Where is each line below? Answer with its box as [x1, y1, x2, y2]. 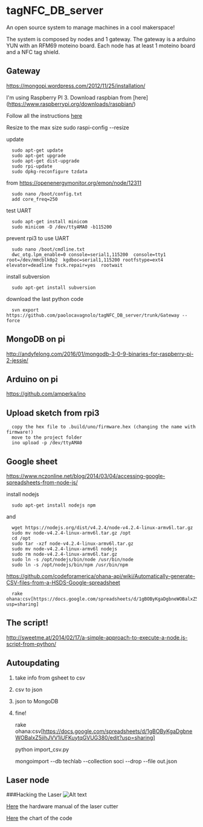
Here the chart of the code [6, 814, 72, 822]
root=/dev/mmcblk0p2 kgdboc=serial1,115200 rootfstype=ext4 [6, 257, 164, 263]
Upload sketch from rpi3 [6, 408, 100, 418]
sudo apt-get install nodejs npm [11, 502, 96, 508]
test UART [6, 207, 32, 214]
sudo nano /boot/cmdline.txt [11, 246, 85, 252]
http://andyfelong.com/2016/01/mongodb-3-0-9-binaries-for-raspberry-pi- [6, 350, 194, 357]
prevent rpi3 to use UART [6, 234, 69, 241]
